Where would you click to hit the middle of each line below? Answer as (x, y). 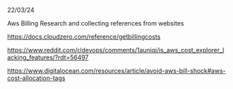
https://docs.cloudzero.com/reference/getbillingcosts (84, 37)
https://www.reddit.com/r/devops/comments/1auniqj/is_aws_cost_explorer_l (116, 50)
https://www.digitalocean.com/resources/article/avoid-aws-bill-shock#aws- (116, 71)
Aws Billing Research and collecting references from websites (96, 23)
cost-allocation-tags (37, 78)
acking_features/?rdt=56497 (48, 57)
